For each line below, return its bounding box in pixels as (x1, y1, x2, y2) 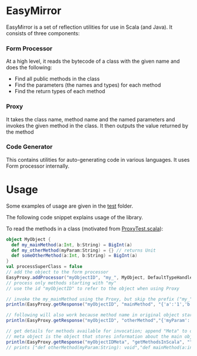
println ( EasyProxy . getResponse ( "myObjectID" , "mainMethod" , (6, 301, 157, 307)
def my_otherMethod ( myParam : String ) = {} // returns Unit (11, 247, 157, 253)
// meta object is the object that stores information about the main (6, 333, 182, 340)
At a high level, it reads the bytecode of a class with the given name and (6, 57, 180, 65)
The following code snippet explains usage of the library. (6, 213, 144, 221)
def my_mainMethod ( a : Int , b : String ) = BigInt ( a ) (11, 242, 133, 247)
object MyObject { (6, 236, 51, 242)
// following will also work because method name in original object (6, 312, 180, 318)
